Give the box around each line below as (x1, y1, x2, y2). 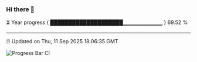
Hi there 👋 (6, 5, 35, 13)
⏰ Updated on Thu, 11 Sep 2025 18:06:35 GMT (6, 38, 118, 45)
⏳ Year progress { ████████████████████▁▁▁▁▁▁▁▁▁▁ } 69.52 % (6, 19, 188, 26)
